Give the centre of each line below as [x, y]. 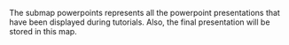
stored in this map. [43, 31]
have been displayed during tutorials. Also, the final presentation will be [140, 22]
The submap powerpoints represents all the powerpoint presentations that [145, 13]
